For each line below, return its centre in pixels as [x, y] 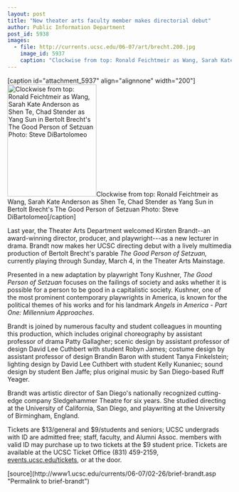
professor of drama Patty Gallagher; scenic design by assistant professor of [118, 341]
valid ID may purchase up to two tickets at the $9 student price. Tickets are [117, 444]
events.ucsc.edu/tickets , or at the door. [65, 459]
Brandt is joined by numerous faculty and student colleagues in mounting [115, 326]
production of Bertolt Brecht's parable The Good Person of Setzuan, [107, 253]
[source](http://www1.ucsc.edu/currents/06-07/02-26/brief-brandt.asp [112, 473]
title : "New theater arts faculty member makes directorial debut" [110, 21]
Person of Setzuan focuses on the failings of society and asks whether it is [117, 282]
